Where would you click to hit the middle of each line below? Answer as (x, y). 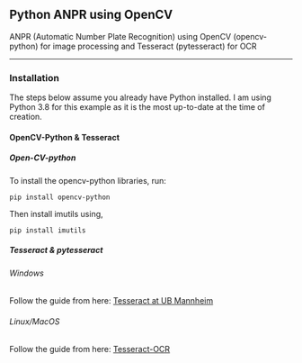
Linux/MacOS (35, 321)
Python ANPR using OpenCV (91, 15)
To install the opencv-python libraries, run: (88, 180)
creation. (26, 117)
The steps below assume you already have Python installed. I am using (141, 97)
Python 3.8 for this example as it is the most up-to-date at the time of (137, 107)
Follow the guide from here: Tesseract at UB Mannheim (111, 301)
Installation (35, 77)
